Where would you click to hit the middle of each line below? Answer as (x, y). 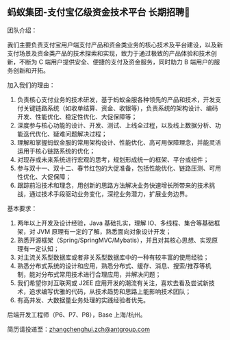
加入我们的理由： (31, 85)
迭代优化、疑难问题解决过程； (65, 134)
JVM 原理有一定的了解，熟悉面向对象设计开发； (104, 231)
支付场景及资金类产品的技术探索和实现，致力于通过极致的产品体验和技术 (109, 53)
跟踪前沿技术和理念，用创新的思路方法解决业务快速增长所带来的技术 (113, 185)
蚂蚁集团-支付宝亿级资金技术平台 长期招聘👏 (99, 12)
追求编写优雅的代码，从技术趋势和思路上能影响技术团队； (110, 291)
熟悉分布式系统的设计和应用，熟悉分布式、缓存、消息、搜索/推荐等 (111, 265)
